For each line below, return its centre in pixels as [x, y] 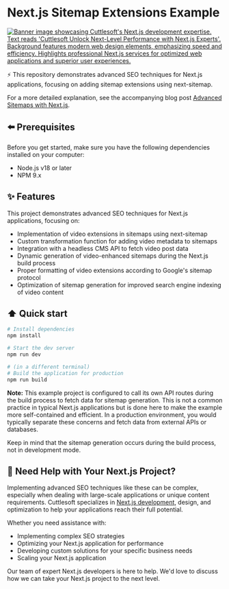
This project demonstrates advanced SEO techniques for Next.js [97, 213]
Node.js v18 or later [44, 168]
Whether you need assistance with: [57, 523]
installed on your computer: [46, 154]
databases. [23, 429]
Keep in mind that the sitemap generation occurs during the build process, [112, 442]
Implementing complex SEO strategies [71, 536]
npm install [24, 336]
